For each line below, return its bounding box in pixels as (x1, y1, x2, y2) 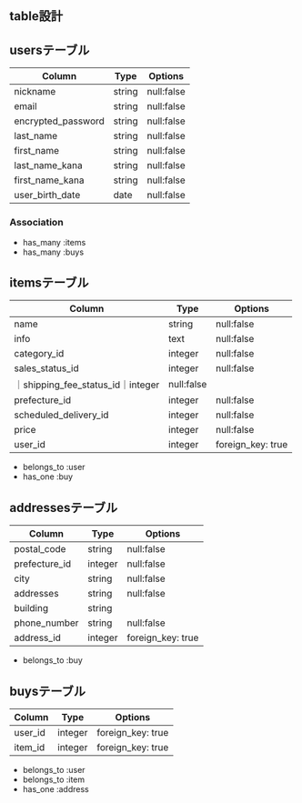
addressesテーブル (9, 499, 118, 516)
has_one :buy (22, 471, 74, 482)
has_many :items (22, 236, 86, 247)
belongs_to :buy (22, 655, 84, 666)
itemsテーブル (9, 275, 89, 290)
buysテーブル (9, 683, 86, 698)
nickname (14, 85, 56, 98)
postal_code (14, 543, 66, 556)
